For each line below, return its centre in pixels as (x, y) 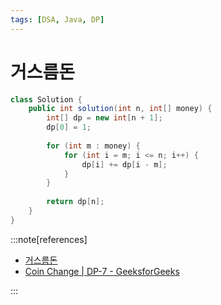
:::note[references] (49, 239)
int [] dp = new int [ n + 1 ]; (104, 118)
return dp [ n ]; (75, 202)
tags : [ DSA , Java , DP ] (57, 19)
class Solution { (46, 99)
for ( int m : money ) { (93, 146)
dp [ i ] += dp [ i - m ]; (124, 164)
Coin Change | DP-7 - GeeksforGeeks (102, 271)
